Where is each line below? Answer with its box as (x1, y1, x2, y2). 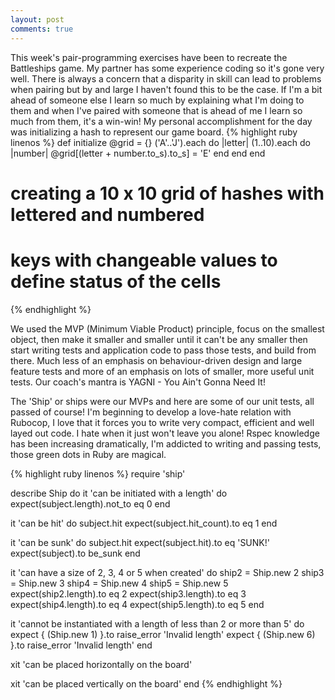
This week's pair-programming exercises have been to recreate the (10, 51, 288, 63)
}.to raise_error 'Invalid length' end (10, 639, 153, 651)
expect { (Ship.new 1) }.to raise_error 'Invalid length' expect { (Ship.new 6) (10, 628, 316, 640)
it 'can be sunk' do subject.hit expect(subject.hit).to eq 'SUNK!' (10, 536, 270, 548)
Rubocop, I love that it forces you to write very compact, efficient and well (10, 416, 315, 428)
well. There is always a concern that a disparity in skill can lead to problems (10, 72, 322, 85)
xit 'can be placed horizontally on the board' (10, 658, 193, 670)
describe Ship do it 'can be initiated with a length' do (10, 487, 228, 499)
